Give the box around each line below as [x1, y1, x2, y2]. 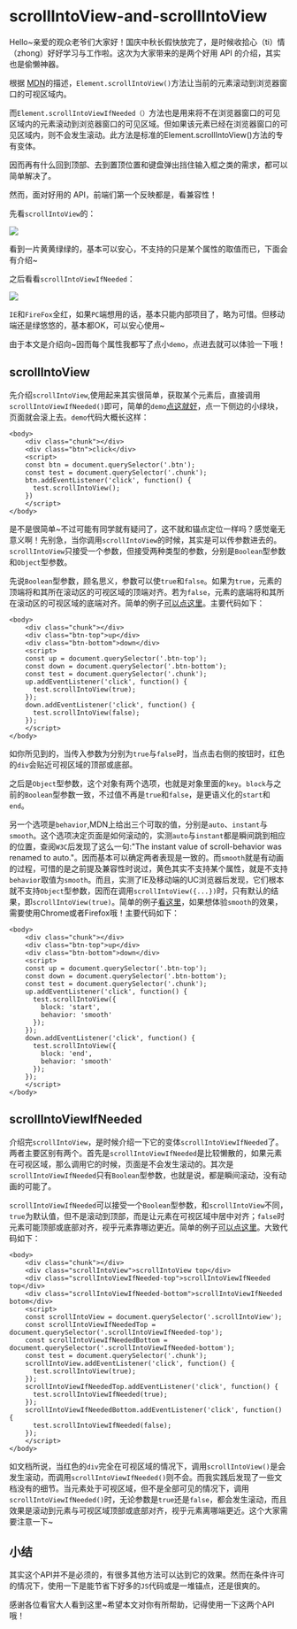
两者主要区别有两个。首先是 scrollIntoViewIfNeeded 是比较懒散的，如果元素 [9, 1147, 283, 1158]
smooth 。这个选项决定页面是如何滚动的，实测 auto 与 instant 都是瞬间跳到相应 [9, 830, 286, 840]
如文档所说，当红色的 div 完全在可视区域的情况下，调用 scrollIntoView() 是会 [9, 1461, 286, 1471]
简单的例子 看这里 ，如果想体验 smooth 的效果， [118, 896, 283, 907]
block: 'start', [41, 1002, 101, 1011]
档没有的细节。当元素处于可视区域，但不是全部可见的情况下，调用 [9, 1483, 249, 1494]
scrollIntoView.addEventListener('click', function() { [25, 1359, 236, 1368]
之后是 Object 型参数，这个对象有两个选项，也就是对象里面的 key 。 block [9, 777, 267, 789]
